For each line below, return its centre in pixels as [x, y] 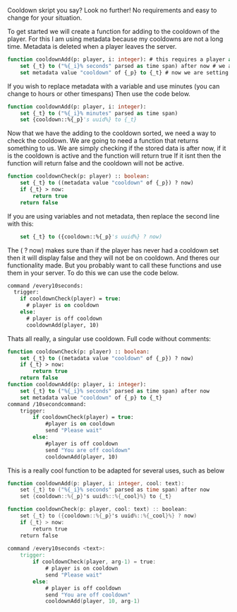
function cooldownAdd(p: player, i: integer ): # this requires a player [116, 59]
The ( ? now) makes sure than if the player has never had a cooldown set [113, 250]
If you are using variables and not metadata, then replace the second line [114, 216]
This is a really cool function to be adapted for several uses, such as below [116, 470]
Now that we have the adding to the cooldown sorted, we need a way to [112, 133]
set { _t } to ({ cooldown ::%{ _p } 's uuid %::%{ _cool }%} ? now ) [109, 516]
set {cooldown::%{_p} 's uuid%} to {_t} [79, 120]
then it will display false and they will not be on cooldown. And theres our [114, 258]
